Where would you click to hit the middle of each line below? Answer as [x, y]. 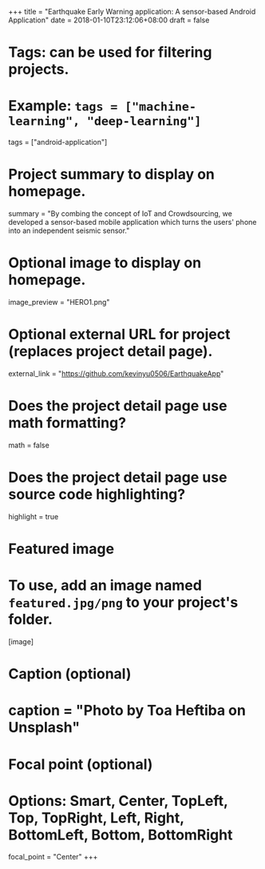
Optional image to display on [105, 263]
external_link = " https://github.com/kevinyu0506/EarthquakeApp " [116, 373]
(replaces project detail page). [111, 352]
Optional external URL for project [119, 334]
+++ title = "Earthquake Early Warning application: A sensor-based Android [132, 12]
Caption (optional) [70, 674]
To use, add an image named [105, 585]
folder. [31, 620]
